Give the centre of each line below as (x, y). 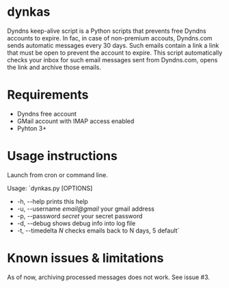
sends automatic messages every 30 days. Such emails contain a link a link (113, 45)
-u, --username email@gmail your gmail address (86, 209)
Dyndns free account (47, 114)
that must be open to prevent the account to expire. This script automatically (115, 53)
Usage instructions (62, 156)
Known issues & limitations (85, 258)
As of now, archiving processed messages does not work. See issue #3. (109, 277)
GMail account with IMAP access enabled (76, 121)
